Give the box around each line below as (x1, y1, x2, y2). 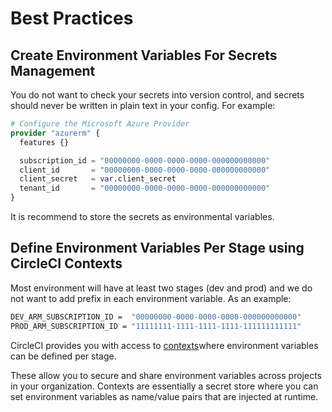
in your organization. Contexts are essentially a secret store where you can (10, 380, 319, 392)
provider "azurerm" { (10, 128, 101, 138)
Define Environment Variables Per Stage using (10, 240, 305, 257)
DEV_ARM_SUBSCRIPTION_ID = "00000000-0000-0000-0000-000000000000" (10, 312, 302, 322)
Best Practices (10, 7, 134, 30)
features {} (19, 137, 70, 147)
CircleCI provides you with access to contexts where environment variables (10, 339, 319, 351)
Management (10, 62, 96, 79)
